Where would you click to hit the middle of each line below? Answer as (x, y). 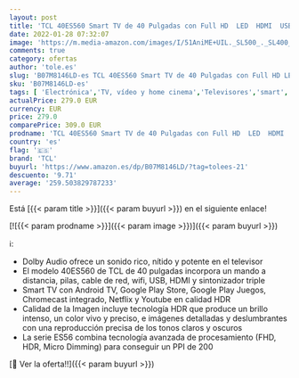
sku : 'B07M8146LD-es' (49, 84)
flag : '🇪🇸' (31, 150)
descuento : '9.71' (43, 175)
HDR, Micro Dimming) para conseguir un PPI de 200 (117, 347)
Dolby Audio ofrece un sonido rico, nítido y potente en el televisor (142, 262)
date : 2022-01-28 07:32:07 (59, 34)
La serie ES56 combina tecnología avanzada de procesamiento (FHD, (149, 337)
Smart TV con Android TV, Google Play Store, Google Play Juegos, (144, 290)
